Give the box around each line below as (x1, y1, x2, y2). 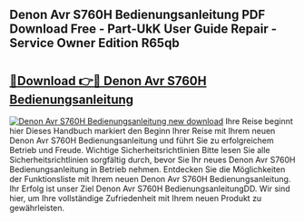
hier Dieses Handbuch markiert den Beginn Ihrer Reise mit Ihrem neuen (9, 126, 276, 136)
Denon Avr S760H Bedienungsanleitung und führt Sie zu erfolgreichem (9, 135, 274, 146)
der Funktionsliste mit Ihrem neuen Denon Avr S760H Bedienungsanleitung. (9, 174, 291, 184)
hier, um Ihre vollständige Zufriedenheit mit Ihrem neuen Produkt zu (9, 193, 262, 203)
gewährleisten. (9, 203, 65, 213)
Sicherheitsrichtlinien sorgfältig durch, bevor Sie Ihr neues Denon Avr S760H (9, 154, 296, 165)
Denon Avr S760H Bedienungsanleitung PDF (9, 7, 266, 23)
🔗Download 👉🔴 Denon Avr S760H (9, 72, 207, 89)
